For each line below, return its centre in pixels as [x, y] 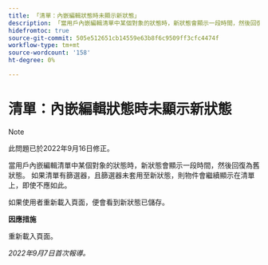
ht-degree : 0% [32, 61]
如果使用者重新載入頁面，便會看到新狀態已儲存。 [89, 202]
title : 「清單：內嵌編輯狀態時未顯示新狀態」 [75, 16]
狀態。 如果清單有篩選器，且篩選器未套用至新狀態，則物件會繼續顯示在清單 [132, 175]
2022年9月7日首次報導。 [49, 253]
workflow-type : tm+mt [44, 45]
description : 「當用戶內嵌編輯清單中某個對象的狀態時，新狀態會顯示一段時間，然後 [130, 23]
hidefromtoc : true [39, 30]
